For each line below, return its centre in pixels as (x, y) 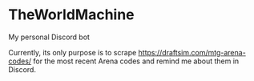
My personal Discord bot (49, 37)
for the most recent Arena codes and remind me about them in (136, 61)
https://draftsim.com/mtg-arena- (192, 52)
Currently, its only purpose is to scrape (73, 52)
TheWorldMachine (71, 15)
